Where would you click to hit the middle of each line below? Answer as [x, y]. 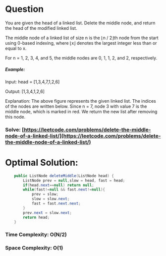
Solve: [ [15, 129]
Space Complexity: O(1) [34, 248]
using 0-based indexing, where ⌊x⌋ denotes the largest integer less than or [81, 43]
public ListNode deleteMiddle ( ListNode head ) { [64, 176]
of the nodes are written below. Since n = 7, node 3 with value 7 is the [76, 106]
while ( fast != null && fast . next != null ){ [64, 190]
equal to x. [16, 48]
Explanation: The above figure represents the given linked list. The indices [81, 101]
